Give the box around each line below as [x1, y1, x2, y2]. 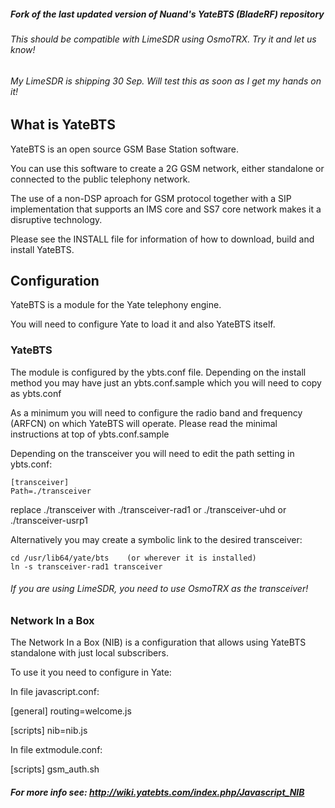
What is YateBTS [10, 116, 116, 134]
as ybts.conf [10, 387, 62, 399]
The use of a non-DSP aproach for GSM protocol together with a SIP [10, 192, 292, 204]
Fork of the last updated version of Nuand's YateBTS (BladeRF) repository [10, 8, 325, 20]
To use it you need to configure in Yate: [10, 666, 172, 679]
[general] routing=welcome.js [10, 705, 132, 717]
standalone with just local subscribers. [10, 647, 169, 659]
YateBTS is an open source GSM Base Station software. [10, 143, 240, 155]
